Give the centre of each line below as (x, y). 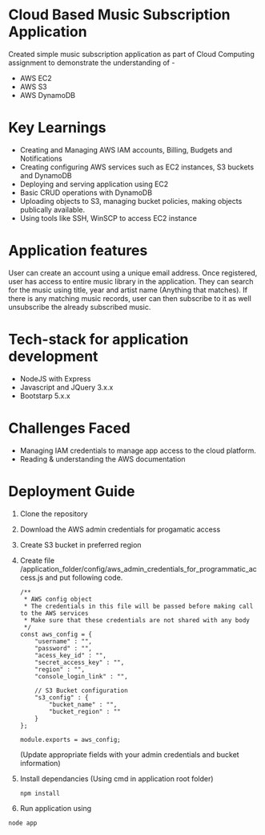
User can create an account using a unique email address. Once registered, (133, 273)
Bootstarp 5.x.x (45, 396)
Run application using (56, 808)
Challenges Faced (69, 428)
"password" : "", (63, 648)
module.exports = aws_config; (70, 739)
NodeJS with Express (55, 378)
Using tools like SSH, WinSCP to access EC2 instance (108, 218)
